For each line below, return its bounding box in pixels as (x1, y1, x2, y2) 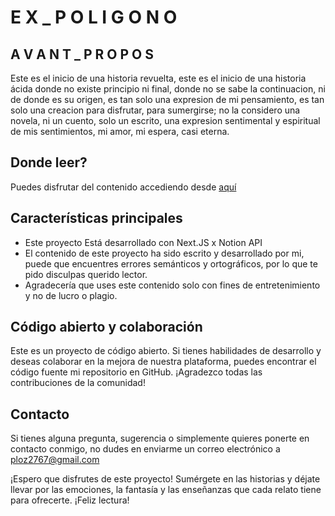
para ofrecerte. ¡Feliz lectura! (10, 494, 130, 506)
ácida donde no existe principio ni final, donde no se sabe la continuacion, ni (10, 83, 326, 95)
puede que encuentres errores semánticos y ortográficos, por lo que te (24, 257, 318, 270)
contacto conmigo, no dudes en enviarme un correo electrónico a (10, 443, 281, 455)
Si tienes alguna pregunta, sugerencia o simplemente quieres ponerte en (10, 432, 310, 445)
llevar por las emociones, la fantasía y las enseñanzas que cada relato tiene (10, 484, 322, 496)
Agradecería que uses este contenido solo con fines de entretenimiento (24, 279, 321, 291)
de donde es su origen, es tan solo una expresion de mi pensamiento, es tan (10, 94, 325, 105)
